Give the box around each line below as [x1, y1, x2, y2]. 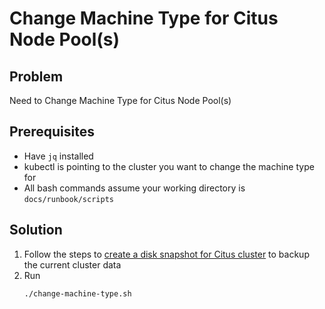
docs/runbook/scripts [23, 194, 114, 204]
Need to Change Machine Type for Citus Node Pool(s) [9, 95, 232, 106]
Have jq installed [23, 150, 94, 162]
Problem [9, 68, 64, 85]
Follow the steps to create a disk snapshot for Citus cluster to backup [23, 248, 310, 260]
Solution [9, 222, 63, 239]
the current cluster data [23, 258, 122, 271]
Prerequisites [9, 123, 95, 141]
